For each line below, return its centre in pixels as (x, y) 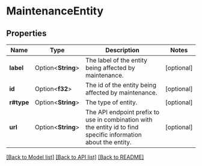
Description (122, 50)
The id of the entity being (121, 85)
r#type (19, 102)
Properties (26, 33)
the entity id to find (112, 127)
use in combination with (119, 120)
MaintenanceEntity (55, 11)
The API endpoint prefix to (122, 112)
